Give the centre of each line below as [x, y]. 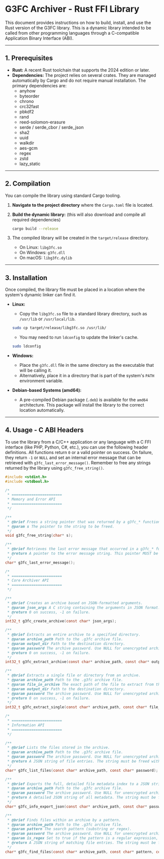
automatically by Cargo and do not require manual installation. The [79, 80]
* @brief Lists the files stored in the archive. [59, 748]
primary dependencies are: [39, 85]
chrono [27, 101]
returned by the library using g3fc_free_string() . [55, 468]
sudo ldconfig [26, 346]
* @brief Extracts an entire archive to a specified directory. [74, 635]
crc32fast [29, 106]
